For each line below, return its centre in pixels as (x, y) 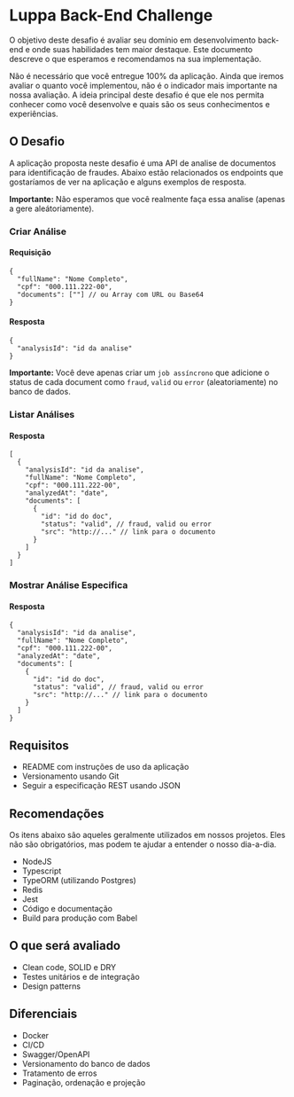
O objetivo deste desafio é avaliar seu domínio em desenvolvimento (133, 40)
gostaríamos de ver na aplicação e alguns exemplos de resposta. (128, 182)
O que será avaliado (65, 946)
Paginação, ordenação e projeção (84, 1082)
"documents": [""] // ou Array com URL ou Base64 (110, 294)
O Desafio (37, 141)
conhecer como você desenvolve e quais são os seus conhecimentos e (139, 104)
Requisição (30, 253)
